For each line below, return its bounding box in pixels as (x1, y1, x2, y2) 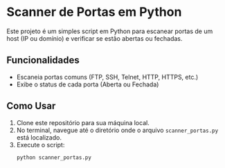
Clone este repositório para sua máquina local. (16, 118, 150, 127)
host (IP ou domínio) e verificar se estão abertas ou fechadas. (6, 34, 183, 42)
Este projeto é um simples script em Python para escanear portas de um (6, 27, 213, 35)
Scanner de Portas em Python (6, 4, 182, 20)
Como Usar (6, 100, 56, 112)
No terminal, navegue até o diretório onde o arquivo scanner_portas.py (16, 126, 219, 134)
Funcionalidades (6, 55, 80, 66)
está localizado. (16, 133, 62, 142)
